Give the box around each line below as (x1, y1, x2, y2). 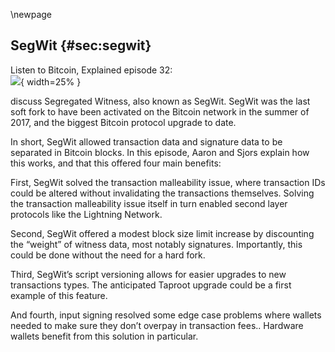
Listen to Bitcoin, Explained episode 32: (10, 64, 173, 76)
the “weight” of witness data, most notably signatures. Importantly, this (10, 238, 303, 250)
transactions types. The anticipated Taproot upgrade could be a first (10, 279, 292, 291)
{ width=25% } (20, 75, 82, 88)
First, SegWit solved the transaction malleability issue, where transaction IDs (10, 176, 326, 188)
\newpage (10, 9, 53, 20)
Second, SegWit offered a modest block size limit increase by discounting (10, 227, 315, 239)
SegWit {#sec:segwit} (10, 37, 152, 54)
